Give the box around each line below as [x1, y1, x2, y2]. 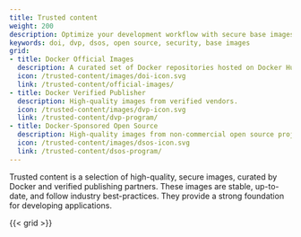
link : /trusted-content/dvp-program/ [17, 113, 159, 122]
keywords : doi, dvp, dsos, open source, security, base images [9, 38, 251, 48]
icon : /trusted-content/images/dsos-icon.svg [17, 138, 191, 147]
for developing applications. [9, 199, 112, 211]
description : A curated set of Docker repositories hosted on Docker [17, 64, 282, 73]
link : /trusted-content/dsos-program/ [17, 146, 163, 155]
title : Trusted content [9, 13, 99, 22]
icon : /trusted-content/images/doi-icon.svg [17, 72, 186, 81]
